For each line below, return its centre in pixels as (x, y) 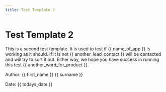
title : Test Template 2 (30, 10)
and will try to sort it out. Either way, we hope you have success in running (82, 59)
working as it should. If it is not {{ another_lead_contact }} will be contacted (83, 54)
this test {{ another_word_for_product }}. (47, 65)
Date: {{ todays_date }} (29, 84)
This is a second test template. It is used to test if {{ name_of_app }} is (78, 49)
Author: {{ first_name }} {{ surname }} (44, 74)
